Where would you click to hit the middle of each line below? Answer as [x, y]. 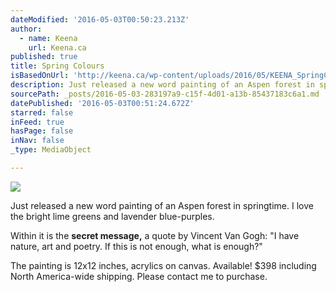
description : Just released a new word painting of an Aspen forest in [162, 85]
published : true [44, 57]
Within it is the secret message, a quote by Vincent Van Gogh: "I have [155, 235]
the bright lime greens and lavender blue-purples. [112, 216]
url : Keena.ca [57, 47]
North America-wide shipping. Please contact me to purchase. [139, 276]
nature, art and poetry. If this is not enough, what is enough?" [136, 246]
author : [26, 29]
